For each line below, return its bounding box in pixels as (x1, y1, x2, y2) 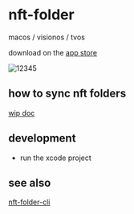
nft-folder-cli (8, 197, 51, 207)
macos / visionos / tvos (8, 32, 86, 42)
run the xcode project (19, 153, 92, 163)
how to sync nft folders (8, 87, 127, 101)
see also (8, 175, 51, 190)
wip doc (8, 108, 35, 117)
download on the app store (8, 47, 98, 57)
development (8, 131, 76, 146)
